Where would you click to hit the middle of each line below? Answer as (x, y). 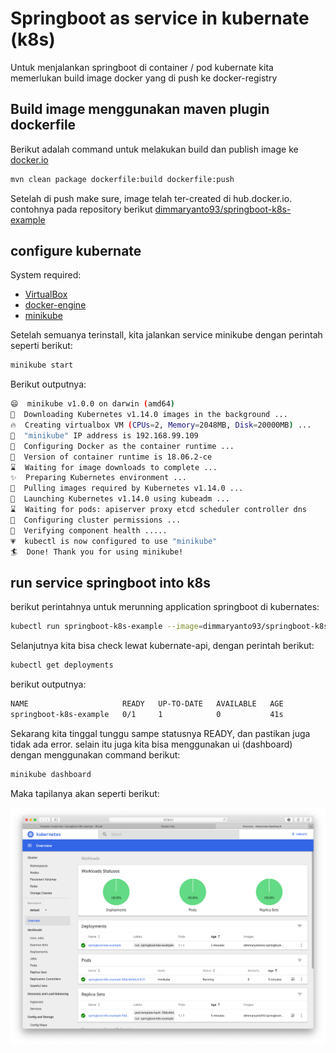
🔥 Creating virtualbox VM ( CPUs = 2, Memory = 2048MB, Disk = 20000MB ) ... (161, 425)
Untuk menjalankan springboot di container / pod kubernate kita (142, 67)
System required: (46, 275)
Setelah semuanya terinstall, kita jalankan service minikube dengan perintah (166, 335)
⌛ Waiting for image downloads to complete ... (114, 467)
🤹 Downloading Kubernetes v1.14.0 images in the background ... (149, 415)
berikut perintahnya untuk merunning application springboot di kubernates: (165, 607)
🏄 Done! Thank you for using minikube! (97, 552)
